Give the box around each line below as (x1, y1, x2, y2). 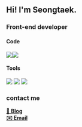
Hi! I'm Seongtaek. (6, 5, 77, 15)
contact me (6, 93, 40, 102)
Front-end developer (6, 23, 68, 31)
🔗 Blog (6, 108, 23, 115)
